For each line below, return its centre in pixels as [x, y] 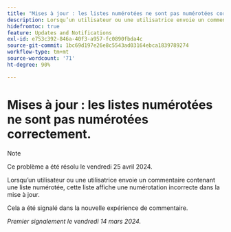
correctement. [49, 134]
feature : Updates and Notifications [59, 33]
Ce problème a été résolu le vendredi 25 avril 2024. [80, 167]
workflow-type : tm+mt [38, 52]
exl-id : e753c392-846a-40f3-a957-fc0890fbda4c [75, 39]
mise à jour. [23, 194]
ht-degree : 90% [29, 65]
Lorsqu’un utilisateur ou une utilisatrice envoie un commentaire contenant [111, 180]
